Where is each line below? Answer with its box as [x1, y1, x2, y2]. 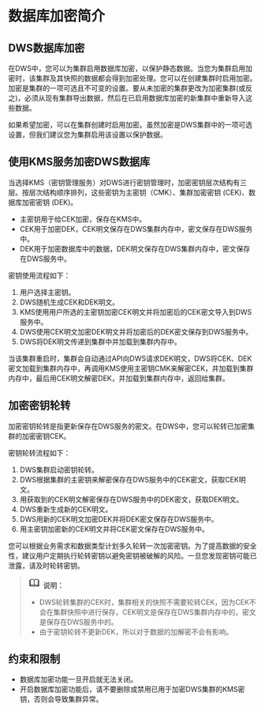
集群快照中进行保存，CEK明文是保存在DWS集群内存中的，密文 [53, 607, 256, 617]
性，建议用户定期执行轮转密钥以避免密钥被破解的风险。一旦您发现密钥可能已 [8, 550, 257, 560]
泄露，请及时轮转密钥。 [8, 561, 84, 570]
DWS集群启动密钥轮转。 [19, 464, 99, 475]
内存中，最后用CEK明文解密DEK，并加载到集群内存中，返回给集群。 [8, 373, 230, 383]
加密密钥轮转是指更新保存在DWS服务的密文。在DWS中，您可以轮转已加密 [8, 421, 248, 431]
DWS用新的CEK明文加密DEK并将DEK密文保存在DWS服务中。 [19, 514, 218, 524]
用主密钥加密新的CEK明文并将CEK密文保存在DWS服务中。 [19, 524, 209, 534]
